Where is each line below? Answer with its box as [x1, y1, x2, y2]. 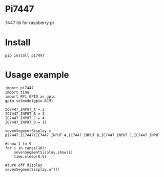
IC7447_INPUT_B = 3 [5, 111, 45, 116]
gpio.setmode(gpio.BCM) [5, 98, 54, 103]
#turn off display [5, 163, 42, 168]
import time [5, 90, 29, 95]
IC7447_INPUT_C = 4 [5, 115, 45, 121]
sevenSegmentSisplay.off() [5, 167, 60, 172]
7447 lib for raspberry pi [5, 20, 54, 25]
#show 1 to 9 [5, 141, 32, 146]
